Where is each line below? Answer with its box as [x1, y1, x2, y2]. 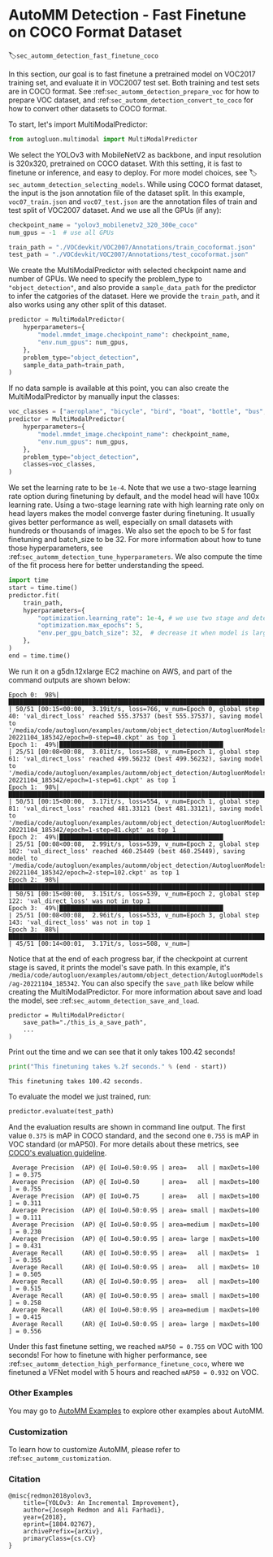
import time [8, 576, 49, 584]
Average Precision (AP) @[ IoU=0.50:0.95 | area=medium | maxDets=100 [11, 1221, 260, 1229]
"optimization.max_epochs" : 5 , [37, 622, 144, 630]
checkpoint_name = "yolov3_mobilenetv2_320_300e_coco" [8, 221, 198, 229]
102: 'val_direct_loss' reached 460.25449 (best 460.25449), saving [8, 847, 245, 855]
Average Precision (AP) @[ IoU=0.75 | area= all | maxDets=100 [11, 1192, 260, 1200]
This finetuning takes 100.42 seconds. [8, 1077, 144, 1086]
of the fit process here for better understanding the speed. [8, 561, 205, 570]
